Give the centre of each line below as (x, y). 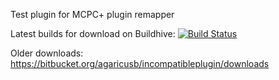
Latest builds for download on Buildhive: (93, 33)
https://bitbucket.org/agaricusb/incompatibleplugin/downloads (140, 63)
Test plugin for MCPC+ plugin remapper (92, 14)
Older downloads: (47, 53)
